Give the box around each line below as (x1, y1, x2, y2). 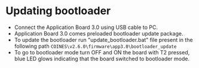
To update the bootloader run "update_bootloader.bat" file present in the (14, 36, 193, 43)
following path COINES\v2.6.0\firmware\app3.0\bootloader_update (14, 43, 177, 50)
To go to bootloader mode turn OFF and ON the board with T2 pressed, (14, 48, 190, 56)
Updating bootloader (5, 4, 111, 18)
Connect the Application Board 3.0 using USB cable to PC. (14, 24, 158, 31)
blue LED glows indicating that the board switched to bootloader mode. (14, 55, 190, 62)
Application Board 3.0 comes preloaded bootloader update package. (14, 30, 183, 37)
